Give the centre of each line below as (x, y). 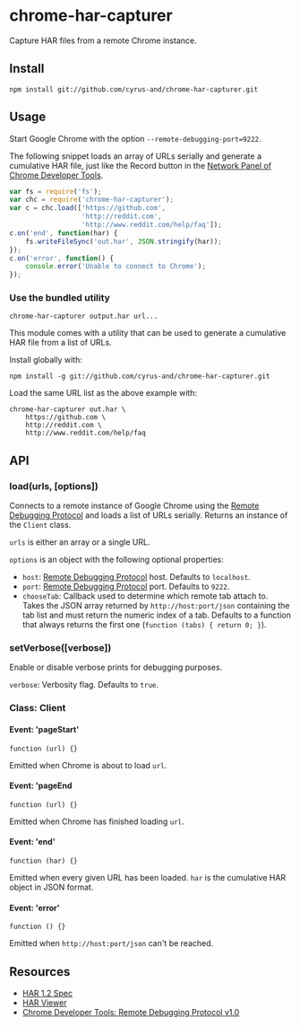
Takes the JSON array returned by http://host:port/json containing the (156, 606)
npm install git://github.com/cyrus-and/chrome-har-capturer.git (133, 89)
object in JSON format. (51, 887)
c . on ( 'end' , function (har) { (64, 233)
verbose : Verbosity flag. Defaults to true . (84, 685)
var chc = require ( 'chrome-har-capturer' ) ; (92, 200)
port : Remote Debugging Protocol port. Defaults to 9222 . (126, 587)
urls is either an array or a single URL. (80, 542)
